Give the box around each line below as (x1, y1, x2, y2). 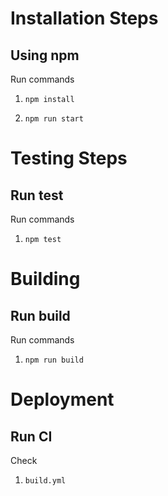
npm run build (24, 355, 84, 365)
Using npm (10, 47, 80, 64)
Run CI (10, 428, 53, 445)
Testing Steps (10, 147, 128, 170)
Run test (10, 187, 64, 204)
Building (10, 268, 81, 291)
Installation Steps (10, 7, 159, 30)
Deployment (10, 388, 115, 411)
